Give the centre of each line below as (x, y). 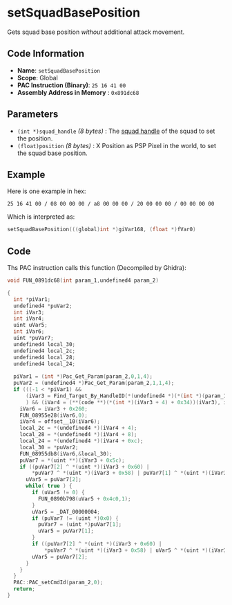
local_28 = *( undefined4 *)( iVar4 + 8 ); (78, 435)
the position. (35, 138)
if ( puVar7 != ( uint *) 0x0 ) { (75, 518)
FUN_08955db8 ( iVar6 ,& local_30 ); (66, 454)
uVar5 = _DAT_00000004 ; (66, 512)
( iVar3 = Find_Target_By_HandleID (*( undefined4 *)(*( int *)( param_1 (126, 396)
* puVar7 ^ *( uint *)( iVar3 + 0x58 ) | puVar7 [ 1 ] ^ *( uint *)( (122, 473)
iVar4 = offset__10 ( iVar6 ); (60, 422)
